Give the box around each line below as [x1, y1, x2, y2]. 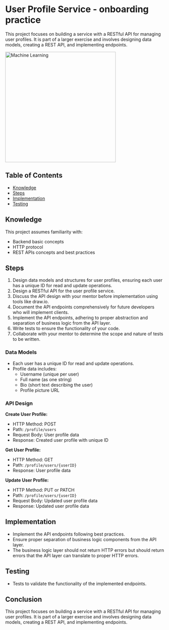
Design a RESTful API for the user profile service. [12, 288, 115, 294]
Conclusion [5, 595, 42, 604]
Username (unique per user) [20, 371, 79, 377]
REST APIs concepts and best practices [12, 249, 95, 255]
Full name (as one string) [20, 376, 72, 382]
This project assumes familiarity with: [5, 229, 83, 235]
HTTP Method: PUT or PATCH [12, 487, 75, 493]
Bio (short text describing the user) [20, 382, 93, 388]
